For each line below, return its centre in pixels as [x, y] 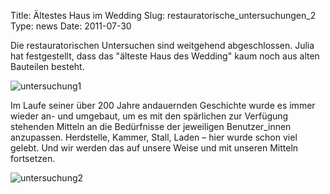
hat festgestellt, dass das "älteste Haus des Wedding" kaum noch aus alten [165, 56]
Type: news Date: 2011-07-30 [71, 26]
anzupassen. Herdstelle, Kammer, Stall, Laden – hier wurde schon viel [154, 137]
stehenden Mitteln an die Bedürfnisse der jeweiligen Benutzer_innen [151, 126]
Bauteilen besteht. [47, 66]
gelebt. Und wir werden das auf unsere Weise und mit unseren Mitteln [154, 148]
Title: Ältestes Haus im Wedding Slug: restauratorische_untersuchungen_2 [163, 15]
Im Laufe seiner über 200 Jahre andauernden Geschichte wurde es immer [163, 105]
